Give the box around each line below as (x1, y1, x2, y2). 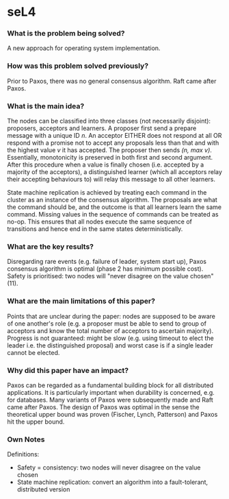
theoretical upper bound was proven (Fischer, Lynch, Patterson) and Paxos (7, 410, 218, 418)
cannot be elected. (7, 348, 60, 356)
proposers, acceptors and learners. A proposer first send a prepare (7, 124, 197, 132)
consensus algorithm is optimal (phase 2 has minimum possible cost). (7, 265, 204, 273)
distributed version (16, 485, 70, 494)
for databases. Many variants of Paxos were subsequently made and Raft (7, 395, 213, 404)
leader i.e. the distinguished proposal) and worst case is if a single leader (7, 341, 213, 350)
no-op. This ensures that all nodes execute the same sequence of (7, 217, 193, 226)
